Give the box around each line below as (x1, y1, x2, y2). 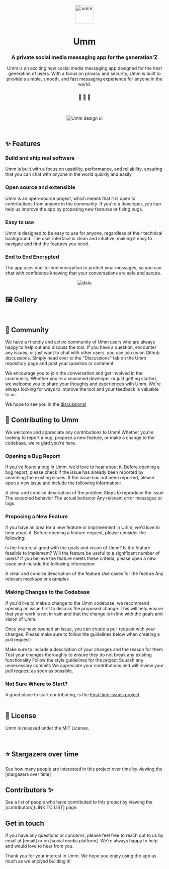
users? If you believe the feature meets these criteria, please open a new (5, 555, 156, 561)
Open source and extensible (5, 184, 75, 191)
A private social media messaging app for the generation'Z (11, 54, 158, 61)
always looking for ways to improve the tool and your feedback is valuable (5, 386, 159, 392)
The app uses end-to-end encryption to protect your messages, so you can (5, 265, 162, 271)
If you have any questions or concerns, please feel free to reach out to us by (5, 832, 163, 838)
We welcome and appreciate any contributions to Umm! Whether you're (5, 429, 154, 435)
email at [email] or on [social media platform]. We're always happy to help (5, 838, 158, 844)
